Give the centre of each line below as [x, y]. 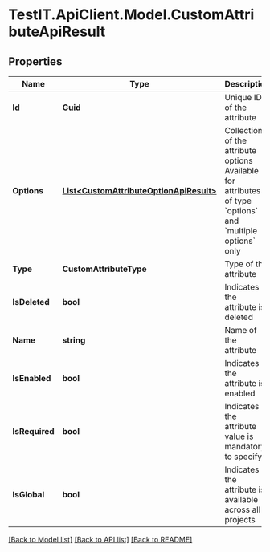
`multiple [241, 231]
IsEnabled [32, 378]
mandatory [245, 446]
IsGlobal [29, 495]
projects [240, 520]
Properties [35, 61]
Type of [239, 264]
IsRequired [33, 431]
